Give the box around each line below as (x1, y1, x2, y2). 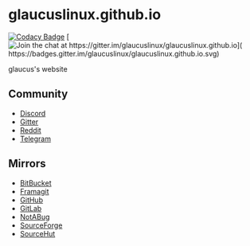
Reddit (19, 125, 41, 135)
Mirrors (8, 157, 46, 170)
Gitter (19, 117, 39, 127)
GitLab (19, 203, 42, 213)
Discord (19, 108, 46, 118)
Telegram (19, 134, 52, 143)
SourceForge (19, 221, 63, 230)
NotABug (19, 212, 50, 221)
